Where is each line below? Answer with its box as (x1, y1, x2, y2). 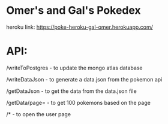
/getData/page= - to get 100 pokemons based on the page (6, 99, 151, 106)
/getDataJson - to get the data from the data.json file (6, 87, 137, 95)
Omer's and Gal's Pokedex (6, 4, 141, 17)
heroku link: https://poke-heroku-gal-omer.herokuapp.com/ (6, 23, 153, 31)
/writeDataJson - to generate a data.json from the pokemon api (6, 75, 163, 83)
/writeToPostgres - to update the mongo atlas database (6, 64, 143, 71)
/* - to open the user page (6, 110, 71, 117)
